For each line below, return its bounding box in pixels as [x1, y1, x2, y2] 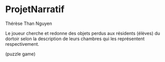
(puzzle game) [5, 51, 36, 57]
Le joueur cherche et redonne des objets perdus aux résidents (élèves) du [5, 30, 160, 36]
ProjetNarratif [5, 4, 65, 15]
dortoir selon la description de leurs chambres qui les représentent [5, 36, 145, 42]
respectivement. [5, 41, 40, 47]
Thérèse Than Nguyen [5, 20, 52, 26]
